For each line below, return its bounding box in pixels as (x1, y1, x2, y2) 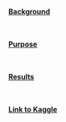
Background (8, 7, 51, 16)
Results (8, 72, 35, 81)
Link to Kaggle (8, 104, 58, 114)
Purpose (8, 39, 38, 49)
